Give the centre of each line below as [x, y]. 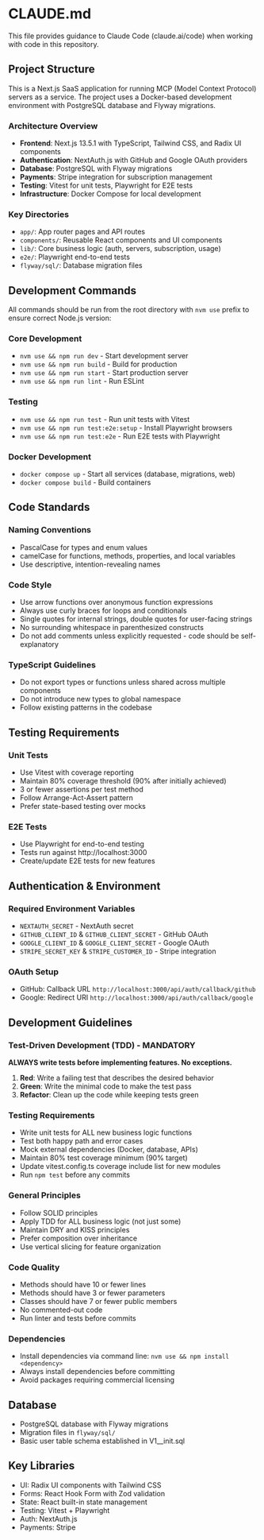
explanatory [39, 644]
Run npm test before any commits [75, 1175]
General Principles [44, 1195]
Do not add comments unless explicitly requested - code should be [129, 636]
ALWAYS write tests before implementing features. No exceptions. [120, 1062]
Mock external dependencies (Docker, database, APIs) [109, 1150]
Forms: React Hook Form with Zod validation [92, 1493]
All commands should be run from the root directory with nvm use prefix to [129, 310]
